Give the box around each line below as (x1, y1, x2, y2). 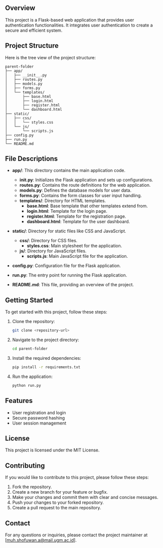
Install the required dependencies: (12, 355, 82, 361)
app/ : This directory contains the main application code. (12, 168, 126, 174)
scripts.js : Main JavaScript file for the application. (26, 253, 128, 259)
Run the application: (12, 374, 53, 379)
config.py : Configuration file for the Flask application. (12, 263, 121, 269)
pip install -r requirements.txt (12, 365, 81, 370)
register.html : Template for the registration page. (26, 213, 126, 220)
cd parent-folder (12, 347, 48, 351)
